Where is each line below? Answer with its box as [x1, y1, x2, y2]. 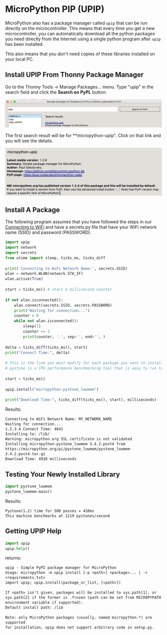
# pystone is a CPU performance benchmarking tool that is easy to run [5, 366, 157, 371]
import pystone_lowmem [5, 484, 52, 489]
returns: [5, 555, 21, 561]
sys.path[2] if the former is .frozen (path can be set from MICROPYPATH [5, 595, 162, 600]
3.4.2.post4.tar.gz [5, 452, 46, 457]
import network [5, 245, 37, 250]
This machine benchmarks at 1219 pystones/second [5, 513, 110, 518]
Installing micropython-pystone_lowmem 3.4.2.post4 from [5, 442, 126, 447]
